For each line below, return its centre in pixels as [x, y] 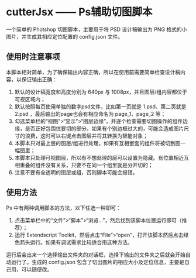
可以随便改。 [37, 269]
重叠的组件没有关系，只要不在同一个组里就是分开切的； [86, 165]
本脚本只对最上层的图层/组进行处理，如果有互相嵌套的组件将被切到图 [97, 143]
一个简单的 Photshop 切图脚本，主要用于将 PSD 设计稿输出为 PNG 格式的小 [97, 29]
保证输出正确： [39, 79]
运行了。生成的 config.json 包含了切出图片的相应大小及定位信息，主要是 [98, 262]
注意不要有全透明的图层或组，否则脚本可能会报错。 [76, 172]
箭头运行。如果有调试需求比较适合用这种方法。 [76, 242]
